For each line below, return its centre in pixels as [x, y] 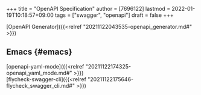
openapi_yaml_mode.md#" [39, 73]
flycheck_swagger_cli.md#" [41, 85]
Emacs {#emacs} [39, 52]
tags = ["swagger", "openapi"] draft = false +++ [114, 15]
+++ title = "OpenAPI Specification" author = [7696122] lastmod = [88, 9]
